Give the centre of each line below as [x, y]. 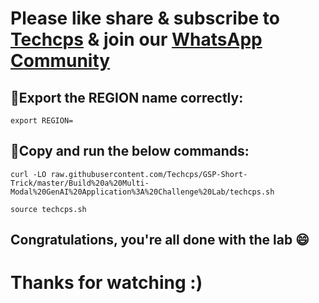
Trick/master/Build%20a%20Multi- [80, 183]
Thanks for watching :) [106, 283]
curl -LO [28, 174]
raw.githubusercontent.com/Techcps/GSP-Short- [149, 174]
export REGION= [42, 121]
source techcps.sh [48, 209]
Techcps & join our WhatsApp [136, 39]
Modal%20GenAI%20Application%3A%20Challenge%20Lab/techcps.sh [142, 192]
